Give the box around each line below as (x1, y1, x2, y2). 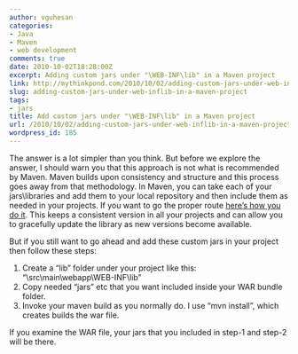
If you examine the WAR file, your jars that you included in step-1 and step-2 (9, 326, 287, 337)
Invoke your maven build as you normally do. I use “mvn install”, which (21, 300, 279, 311)
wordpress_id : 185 (9, 129, 77, 138)
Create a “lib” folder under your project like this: (21, 263, 197, 273)
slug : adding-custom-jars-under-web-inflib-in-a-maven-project (9, 87, 248, 96)
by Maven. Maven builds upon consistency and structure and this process (9, 171, 279, 182)
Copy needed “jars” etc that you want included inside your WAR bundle (21, 281, 283, 292)
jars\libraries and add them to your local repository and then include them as (9, 190, 288, 201)
